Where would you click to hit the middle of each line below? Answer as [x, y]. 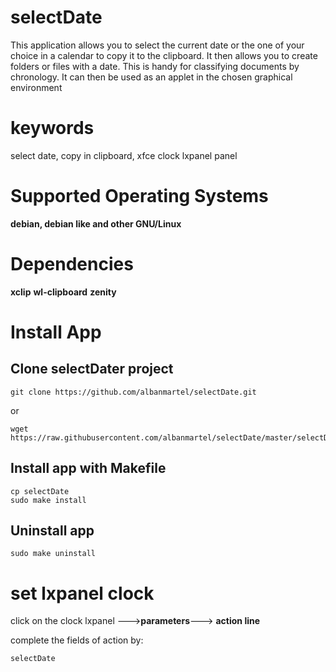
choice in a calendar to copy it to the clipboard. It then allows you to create [164, 55]
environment [36, 87]
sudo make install [48, 500]
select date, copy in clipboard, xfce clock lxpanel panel [124, 155]
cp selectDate [40, 491]
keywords [52, 128]
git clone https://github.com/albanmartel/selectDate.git [133, 392]
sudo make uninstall [53, 554]
